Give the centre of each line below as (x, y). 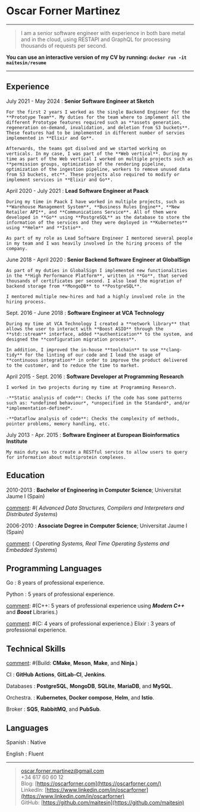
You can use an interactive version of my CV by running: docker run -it (96, 57)
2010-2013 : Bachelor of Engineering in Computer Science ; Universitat (94, 490)
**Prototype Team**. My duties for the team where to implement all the (98, 117)
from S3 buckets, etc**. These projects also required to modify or (93, 174)
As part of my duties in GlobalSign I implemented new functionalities (97, 270)
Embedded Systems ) (32, 549)
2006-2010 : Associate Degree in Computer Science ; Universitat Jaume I (97, 526)
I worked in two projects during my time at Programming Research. (92, 387)
